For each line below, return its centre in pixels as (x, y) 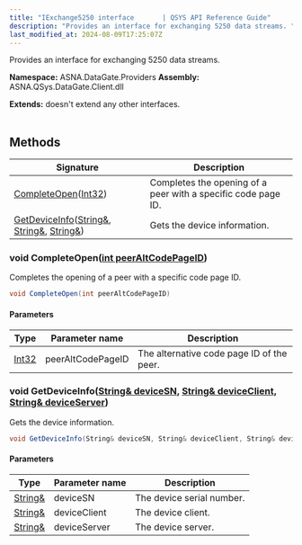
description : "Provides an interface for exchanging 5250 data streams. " (152, 26)
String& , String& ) (49, 231)
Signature (77, 167)
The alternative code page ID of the (213, 353)
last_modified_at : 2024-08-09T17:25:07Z (86, 34)
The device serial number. (190, 497)
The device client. (172, 512)
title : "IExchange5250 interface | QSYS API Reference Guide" (140, 18)
